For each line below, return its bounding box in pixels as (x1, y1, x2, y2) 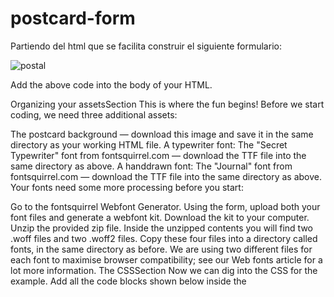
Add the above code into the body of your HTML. (10, 78, 213, 91)
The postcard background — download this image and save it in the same (10, 128, 314, 140)
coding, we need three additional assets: (10, 108, 178, 121)
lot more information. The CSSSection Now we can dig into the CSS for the (10, 264, 318, 276)
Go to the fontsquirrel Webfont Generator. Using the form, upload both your (10, 200, 321, 212)
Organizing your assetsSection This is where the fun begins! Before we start (10, 98, 325, 110)
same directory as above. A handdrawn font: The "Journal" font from (10, 160, 293, 172)
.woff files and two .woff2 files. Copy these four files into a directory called (10, 232, 318, 244)
